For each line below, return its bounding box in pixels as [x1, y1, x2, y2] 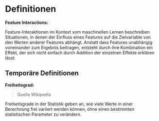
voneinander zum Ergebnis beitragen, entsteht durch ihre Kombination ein [5, 44, 153, 50]
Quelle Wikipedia [17, 91, 51, 97]
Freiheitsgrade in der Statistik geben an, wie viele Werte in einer [5, 101, 133, 107]
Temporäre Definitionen [5, 69, 79, 78]
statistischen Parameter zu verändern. [5, 111, 82, 117]
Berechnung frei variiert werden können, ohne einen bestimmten [5, 106, 135, 112]
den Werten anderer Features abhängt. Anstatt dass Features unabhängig [5, 39, 153, 45]
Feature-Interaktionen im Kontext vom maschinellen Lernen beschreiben [5, 29, 150, 35]
